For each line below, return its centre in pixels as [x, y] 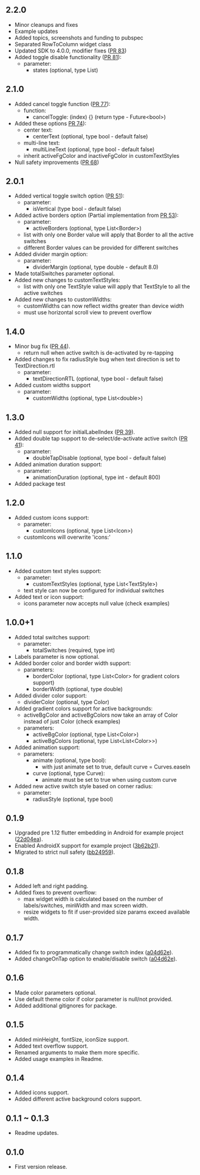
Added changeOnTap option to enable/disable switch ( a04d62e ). [96, 959]
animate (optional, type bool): [70, 760]
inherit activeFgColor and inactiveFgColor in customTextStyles [102, 155]
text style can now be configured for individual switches [94, 590]
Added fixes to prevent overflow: [56, 893]
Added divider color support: [51, 695]
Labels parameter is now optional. [57, 656]
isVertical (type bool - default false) [77, 209]
